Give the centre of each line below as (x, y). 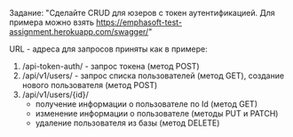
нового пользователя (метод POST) (90, 85)
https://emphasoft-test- (139, 22)
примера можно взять (52, 22)
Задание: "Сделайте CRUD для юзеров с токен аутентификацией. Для (142, 13)
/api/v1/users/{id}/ (55, 94)
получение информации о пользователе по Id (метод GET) (146, 104)
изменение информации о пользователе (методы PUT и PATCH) (157, 113)
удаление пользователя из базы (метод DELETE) (127, 123)
